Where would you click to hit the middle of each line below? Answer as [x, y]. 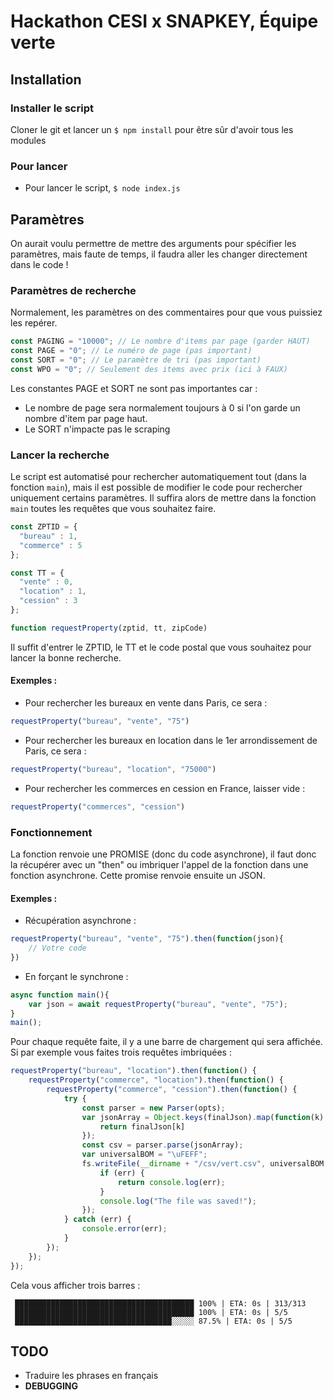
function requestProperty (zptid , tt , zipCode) [109, 628]
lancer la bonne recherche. [66, 657]
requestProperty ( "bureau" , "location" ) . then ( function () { [133, 1071]
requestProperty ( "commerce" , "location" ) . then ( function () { [156, 1080]
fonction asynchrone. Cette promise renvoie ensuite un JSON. [138, 875]
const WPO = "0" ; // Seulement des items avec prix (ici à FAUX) [149, 369]
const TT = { [37, 573]
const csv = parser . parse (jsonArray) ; [162, 1145]
